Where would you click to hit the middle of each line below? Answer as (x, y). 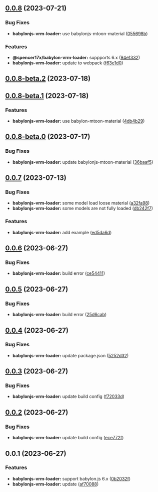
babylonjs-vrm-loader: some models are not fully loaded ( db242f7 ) (83, 209)
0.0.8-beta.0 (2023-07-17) (48, 137)
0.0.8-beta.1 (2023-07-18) (47, 96)
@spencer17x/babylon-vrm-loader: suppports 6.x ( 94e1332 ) (76, 57)
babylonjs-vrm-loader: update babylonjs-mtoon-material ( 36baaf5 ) (83, 162)
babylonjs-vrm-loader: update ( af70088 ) (55, 484)
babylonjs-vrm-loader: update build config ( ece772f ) (68, 438)
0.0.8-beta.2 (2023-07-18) (48, 79)
